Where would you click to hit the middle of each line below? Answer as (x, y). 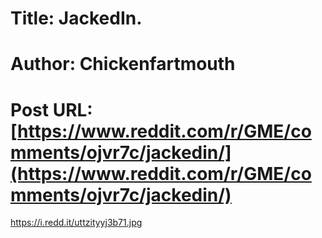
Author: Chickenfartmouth (123, 64)
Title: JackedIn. (76, 18)
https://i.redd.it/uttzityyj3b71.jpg (76, 223)
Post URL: (51, 109)
